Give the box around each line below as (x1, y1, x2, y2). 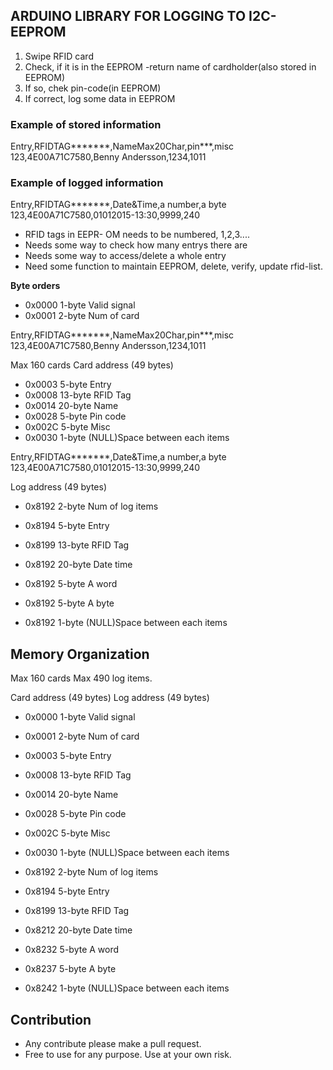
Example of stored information (10, 117, 162, 131)
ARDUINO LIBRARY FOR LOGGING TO (10, 8, 247, 25)
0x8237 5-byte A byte (24, 963, 117, 975)
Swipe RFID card (24, 50, 94, 62)
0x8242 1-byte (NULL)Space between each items (24, 982, 230, 994)
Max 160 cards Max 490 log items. (10, 672, 153, 684)
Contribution (10, 1011, 92, 1028)
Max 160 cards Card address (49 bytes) (10, 359, 174, 371)
